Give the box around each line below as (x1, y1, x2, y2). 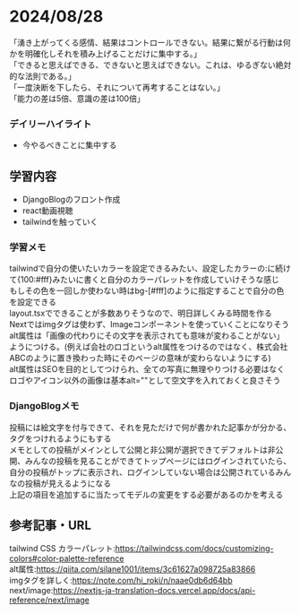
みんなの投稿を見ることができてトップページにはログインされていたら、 (24, 455, 292, 466)
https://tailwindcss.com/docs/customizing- (115, 543, 274, 554)
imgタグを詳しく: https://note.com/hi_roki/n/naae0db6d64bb (9, 575, 233, 586)
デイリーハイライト (9, 117, 92, 130)
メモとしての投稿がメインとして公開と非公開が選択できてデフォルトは (9, 444, 269, 454)
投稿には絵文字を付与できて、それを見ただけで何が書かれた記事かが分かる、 (9, 421, 292, 432)
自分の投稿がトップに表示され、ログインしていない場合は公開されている (9, 466, 276, 477)
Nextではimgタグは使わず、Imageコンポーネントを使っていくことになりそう (9, 319, 290, 330)
